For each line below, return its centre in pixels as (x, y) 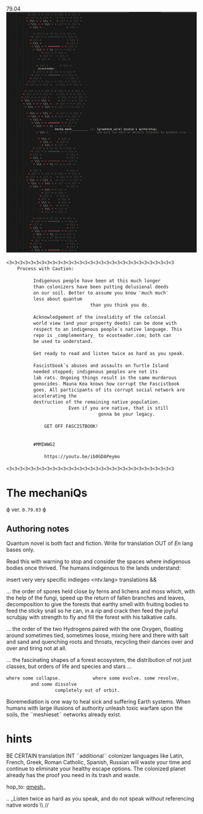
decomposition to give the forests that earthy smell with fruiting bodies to (98, 604)
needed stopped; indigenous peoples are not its (95, 372)
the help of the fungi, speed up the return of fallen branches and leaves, (96, 598)
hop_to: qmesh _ (26, 787)
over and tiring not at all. (37, 649)
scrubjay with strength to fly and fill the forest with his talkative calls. (92, 617)
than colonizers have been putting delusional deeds (101, 287)
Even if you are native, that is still (119, 409)
